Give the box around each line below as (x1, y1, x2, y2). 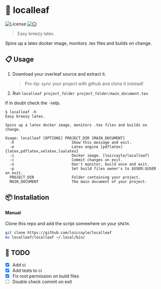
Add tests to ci (12, 267, 42, 273)
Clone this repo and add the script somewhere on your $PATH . (5, 221, 130, 227)
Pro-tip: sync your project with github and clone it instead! (24, 81, 144, 87)
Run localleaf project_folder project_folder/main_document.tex (12, 90, 149, 96)
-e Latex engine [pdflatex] (9, 144, 123, 149)
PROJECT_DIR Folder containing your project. (9, 175, 141, 180)
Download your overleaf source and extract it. (12, 71, 107, 77)
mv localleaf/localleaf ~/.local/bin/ (5, 235, 85, 240)
